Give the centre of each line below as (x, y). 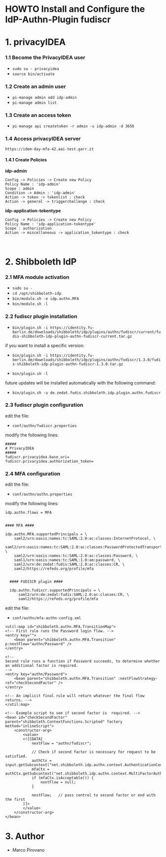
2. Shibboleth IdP (41, 261)
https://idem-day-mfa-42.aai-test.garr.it (49, 149)
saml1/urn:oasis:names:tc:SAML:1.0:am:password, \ (67, 560)
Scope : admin (20, 189)
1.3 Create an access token (38, 115)
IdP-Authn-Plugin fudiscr (58, 19)
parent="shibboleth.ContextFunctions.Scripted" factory (64, 722)
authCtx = (41, 761)
